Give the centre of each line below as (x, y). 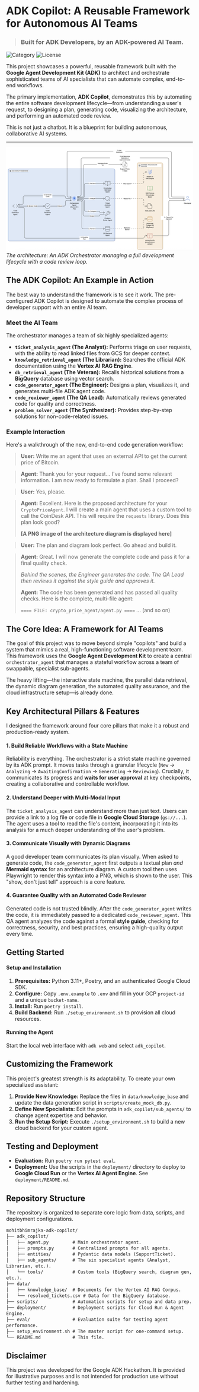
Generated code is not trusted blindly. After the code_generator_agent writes (99, 908)
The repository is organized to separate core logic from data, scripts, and (95, 1213)
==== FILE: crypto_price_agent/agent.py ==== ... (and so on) (95, 610)
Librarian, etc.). (29, 1266)
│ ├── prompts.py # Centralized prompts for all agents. (88, 1248)
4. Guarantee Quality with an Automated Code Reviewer (76, 896)
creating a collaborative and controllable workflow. (68, 784)
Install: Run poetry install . (49, 1006)
